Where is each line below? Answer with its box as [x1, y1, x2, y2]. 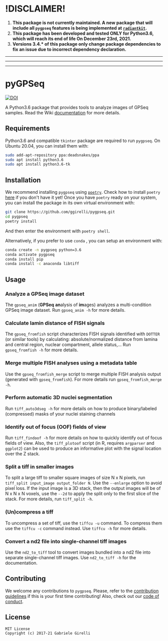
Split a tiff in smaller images [5, 463, 74, 470]
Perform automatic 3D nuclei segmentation [5, 394, 112, 401]
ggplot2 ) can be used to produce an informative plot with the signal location [5, 445, 161, 452]
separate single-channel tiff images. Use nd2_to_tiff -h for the [5, 555, 136, 561]
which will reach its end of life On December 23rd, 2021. [12, 36, 131, 42]
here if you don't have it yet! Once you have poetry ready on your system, [5, 194, 157, 201]
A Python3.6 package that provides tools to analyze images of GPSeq [5, 104, 148, 110]
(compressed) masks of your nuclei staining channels [5, 411, 116, 417]
